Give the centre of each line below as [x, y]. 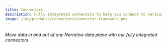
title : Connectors [24, 10]
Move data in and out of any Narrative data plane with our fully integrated [81, 35]
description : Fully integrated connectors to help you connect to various [84, 14]
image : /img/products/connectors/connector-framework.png [66, 19]
